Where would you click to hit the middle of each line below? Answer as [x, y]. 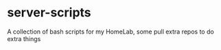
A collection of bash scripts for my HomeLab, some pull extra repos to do [110, 32]
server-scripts [49, 13]
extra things [24, 38]
